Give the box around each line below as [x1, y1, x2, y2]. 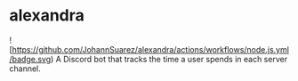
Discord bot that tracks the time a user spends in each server [63, 53, 287, 64]
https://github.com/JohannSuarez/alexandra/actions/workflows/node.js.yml [12, 44, 289, 54]
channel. [9, 63, 42, 74]
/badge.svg [9, 53, 52, 64]
